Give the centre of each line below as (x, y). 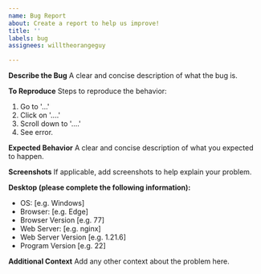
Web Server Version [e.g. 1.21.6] (73, 237)
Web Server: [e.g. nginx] (61, 229)
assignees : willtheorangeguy (57, 46)
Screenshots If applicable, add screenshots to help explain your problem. (130, 172)
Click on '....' (40, 115)
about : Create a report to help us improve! (84, 23)
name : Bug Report (37, 16)
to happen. (26, 157)
